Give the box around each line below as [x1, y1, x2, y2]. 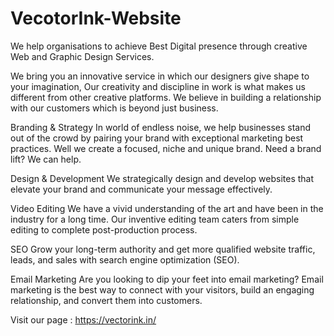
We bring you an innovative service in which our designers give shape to [10, 70, 310, 82]
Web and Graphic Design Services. [10, 50, 155, 62]
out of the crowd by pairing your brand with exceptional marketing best [10, 132, 304, 144]
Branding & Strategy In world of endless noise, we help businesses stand [10, 121, 312, 133]
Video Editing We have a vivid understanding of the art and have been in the [10, 202, 324, 214]
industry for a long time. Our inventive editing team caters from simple [10, 213, 300, 225]
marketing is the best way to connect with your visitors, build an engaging [10, 283, 315, 296]
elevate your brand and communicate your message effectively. [10, 183, 273, 195]
